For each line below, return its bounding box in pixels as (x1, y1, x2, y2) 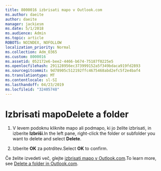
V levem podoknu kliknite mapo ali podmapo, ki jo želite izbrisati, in (12, 125, 152, 131)
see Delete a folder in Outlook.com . (5, 160, 79, 166)
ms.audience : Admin (5, 31, 46, 36)
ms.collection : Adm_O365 (5, 49, 57, 54)
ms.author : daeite (5, 12, 44, 17)
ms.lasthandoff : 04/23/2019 (5, 82, 64, 87)
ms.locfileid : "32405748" (5, 87, 59, 92)
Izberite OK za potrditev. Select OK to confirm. (12, 145, 108, 151)
